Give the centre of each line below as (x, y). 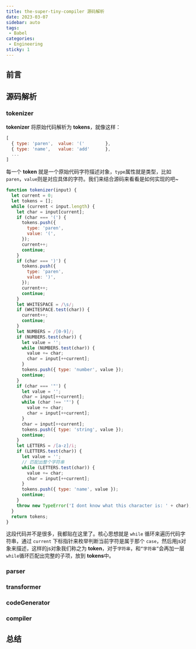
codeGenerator (28, 603)
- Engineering (26, 44)
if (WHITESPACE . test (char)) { (53, 310)
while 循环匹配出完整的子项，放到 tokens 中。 (60, 556)
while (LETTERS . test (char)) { (58, 468)
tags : (13, 28)
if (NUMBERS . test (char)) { (49, 337)
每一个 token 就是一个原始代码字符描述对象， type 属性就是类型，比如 (89, 172)
